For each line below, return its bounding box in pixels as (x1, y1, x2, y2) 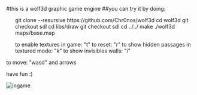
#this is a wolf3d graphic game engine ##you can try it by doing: (6, 5, 166, 12)
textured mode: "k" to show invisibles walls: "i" (14, 47, 131, 54)
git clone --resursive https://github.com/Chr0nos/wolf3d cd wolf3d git (14, 17, 189, 23)
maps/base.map (14, 29, 55, 36)
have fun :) (6, 71, 33, 77)
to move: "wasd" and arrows (6, 59, 77, 66)
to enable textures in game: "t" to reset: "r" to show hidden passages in (14, 41, 191, 48)
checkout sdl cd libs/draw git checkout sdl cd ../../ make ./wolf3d (14, 23, 175, 30)
